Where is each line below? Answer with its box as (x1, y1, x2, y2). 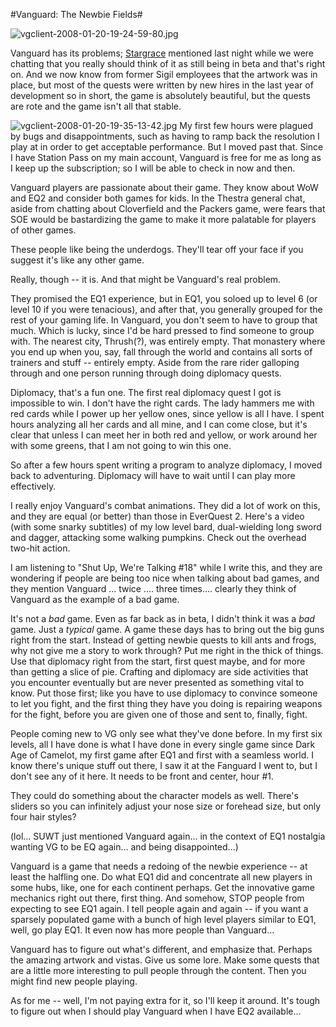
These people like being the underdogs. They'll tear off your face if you (10, 244, 304, 255)
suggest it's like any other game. (10, 254, 145, 266)
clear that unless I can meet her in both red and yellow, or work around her (10, 429, 318, 441)
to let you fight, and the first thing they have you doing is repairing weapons (10, 698, 323, 709)
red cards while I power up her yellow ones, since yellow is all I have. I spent (10, 408, 325, 419)
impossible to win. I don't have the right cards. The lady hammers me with (10, 397, 315, 409)
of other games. (10, 224, 77, 236)
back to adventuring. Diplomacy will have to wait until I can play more (10, 470, 296, 481)
